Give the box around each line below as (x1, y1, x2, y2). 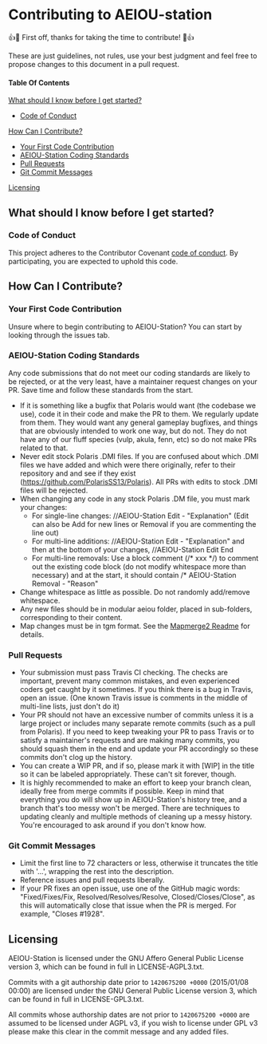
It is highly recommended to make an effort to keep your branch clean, (19, 778, 252, 788)
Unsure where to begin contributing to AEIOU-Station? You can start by (8, 322, 242, 331)
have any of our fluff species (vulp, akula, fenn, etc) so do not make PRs (19, 434, 257, 444)
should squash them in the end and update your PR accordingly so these (19, 744, 259, 753)
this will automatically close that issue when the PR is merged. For (19, 900, 237, 911)
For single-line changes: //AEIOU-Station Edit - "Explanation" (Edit (31, 511, 249, 520)
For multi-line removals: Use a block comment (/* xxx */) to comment (31, 553, 259, 563)
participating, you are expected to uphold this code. (8, 256, 179, 266)
